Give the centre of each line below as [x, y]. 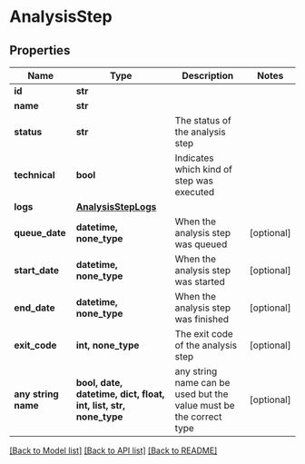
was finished [202, 319]
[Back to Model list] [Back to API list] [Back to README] [113, 450]
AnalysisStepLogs [116, 207]
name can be [202, 383]
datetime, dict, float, [120, 394]
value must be [205, 405]
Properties [40, 50]
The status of [203, 120]
